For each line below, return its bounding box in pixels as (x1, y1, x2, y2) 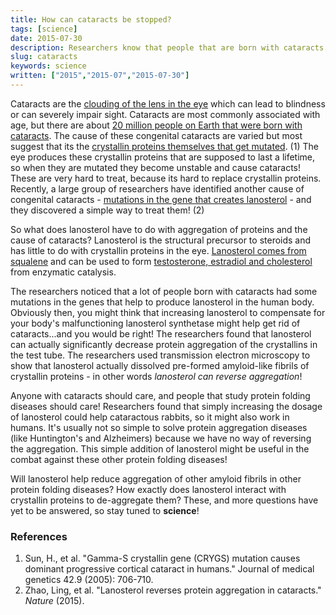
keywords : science (10, 61, 87, 71)
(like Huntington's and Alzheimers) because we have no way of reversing (10, 432, 312, 444)
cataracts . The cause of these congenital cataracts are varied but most (10, 129, 303, 141)
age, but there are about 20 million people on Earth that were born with (10, 119, 303, 131)
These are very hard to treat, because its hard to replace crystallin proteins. (10, 172, 322, 184)
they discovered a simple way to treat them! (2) (10, 204, 205, 216)
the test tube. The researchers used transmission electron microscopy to (10, 349, 311, 361)
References (10, 529, 68, 543)
